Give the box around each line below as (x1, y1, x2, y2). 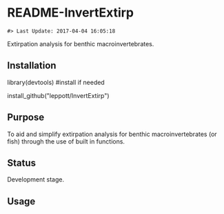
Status (7, 157, 37, 168)
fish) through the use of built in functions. (7, 137, 125, 146)
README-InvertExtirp (7, 5, 134, 21)
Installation (7, 60, 57, 72)
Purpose (7, 112, 45, 124)
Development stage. (7, 175, 65, 184)
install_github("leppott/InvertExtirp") (7, 91, 110, 99)
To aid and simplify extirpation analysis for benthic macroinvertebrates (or (7, 130, 217, 138)
